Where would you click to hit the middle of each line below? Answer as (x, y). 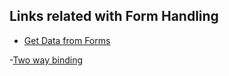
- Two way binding (46, 60)
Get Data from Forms (67, 40)
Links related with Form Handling (114, 16)
